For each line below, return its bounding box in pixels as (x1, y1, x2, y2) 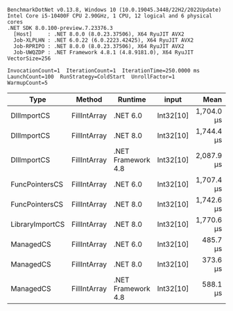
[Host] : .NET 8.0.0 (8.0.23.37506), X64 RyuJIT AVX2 (13, 31, 185, 38)
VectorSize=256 (7, 55, 51, 62)
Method (76, 95, 103, 104)
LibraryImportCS (10, 220, 65, 229)
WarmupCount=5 (7, 79, 49, 86)
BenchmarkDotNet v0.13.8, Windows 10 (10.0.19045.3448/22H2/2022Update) (7, 6, 222, 13)
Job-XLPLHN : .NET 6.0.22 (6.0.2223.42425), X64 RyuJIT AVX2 (13, 37, 194, 44)
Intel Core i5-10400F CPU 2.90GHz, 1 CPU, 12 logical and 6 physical (7, 13, 213, 19)
